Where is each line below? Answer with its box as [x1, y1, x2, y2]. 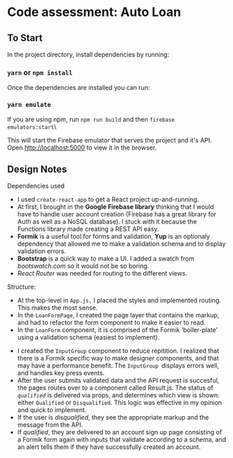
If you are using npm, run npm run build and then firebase [7, 115, 175, 123]
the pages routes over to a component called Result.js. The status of [17, 384, 214, 392]
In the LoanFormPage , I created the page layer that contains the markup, [17, 311, 220, 319]
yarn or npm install [7, 68, 73, 77]
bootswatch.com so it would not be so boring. [17, 262, 150, 270]
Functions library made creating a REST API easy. [17, 225, 159, 233]
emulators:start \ [7, 123, 57, 131]
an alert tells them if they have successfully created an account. [17, 443, 201, 451]
